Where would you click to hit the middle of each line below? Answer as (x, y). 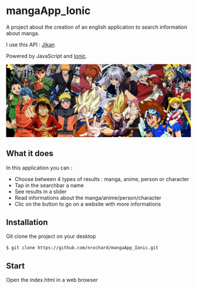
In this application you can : (39, 168)
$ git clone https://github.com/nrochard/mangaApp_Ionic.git (82, 248)
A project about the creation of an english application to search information (97, 27)
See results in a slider (40, 191)
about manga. (23, 33)
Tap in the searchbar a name (49, 185)
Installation (27, 222)
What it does (30, 154)
